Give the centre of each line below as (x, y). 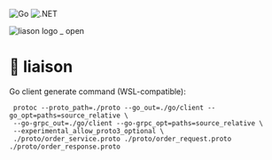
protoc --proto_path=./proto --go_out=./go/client (108, 108)
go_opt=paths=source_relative (65, 116)
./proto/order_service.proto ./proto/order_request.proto (122, 139)
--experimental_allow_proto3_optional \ (89, 131)
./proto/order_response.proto (65, 147)
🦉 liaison (41, 67)
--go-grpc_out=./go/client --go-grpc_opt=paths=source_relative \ (138, 123)
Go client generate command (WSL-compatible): (97, 91)
